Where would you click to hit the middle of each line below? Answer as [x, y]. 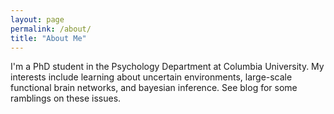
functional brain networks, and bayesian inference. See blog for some [154, 88]
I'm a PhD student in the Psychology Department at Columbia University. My [167, 67]
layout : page [37, 19]
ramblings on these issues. [66, 98]
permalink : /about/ [51, 29]
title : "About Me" [48, 38]
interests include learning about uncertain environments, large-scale [151, 77]
